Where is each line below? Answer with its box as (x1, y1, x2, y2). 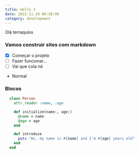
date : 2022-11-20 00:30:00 (5, 12, 59, 16)
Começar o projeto (12, 52, 50, 58)
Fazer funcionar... (12, 58, 47, 63)
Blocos (5, 85, 22, 92)
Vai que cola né (12, 63, 43, 69)
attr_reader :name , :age (14, 101, 64, 106)
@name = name (17, 114, 44, 119)
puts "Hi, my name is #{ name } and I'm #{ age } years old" (17, 136, 135, 141)
